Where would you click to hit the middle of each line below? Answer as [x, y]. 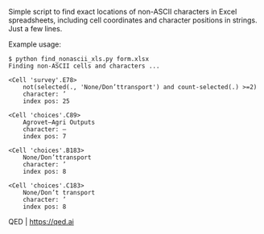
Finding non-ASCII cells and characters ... [84, 66]
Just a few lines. [35, 29]
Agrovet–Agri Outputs [59, 122]
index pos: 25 [46, 101]
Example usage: [35, 44]
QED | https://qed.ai [41, 222]
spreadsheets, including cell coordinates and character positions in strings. [133, 20]
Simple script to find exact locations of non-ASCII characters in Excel [123, 12]
